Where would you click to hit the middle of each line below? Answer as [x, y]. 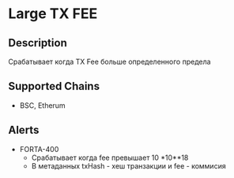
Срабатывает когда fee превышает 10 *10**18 [110, 158]
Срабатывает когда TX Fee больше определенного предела [109, 61]
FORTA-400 [39, 149]
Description [38, 43]
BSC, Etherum [42, 105]
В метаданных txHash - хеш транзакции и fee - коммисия [129, 165]
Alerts [24, 130]
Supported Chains [54, 86]
